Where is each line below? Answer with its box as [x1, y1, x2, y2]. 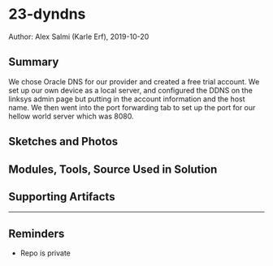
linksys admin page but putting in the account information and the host [8, 94, 245, 104]
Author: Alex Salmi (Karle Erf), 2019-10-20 [8, 32, 149, 41]
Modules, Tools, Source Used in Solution [8, 162, 218, 176]
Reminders [8, 226, 65, 240]
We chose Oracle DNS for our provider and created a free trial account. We [8, 76, 260, 86]
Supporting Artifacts [8, 190, 115, 204]
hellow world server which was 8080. [8, 111, 134, 121]
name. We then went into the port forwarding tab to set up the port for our [8, 102, 256, 112]
